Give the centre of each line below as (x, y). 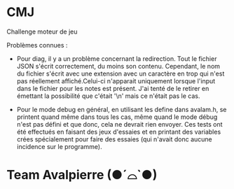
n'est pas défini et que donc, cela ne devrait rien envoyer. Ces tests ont (119, 124)
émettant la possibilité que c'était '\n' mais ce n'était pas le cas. (108, 96)
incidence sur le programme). (59, 146)
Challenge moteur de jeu (42, 31)
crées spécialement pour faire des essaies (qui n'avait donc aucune (115, 139)
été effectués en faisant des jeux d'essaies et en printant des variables (119, 132)
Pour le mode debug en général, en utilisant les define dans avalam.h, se (122, 109)
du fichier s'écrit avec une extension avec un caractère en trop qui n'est (121, 73)
